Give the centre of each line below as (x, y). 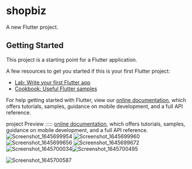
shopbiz (26, 11)
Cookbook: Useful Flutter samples (56, 89)
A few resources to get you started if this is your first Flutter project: (88, 71)
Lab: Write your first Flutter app (53, 82)
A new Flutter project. (32, 27)
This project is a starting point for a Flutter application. (72, 59)
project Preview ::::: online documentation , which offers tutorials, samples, (96, 124)
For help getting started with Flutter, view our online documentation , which (96, 100)
